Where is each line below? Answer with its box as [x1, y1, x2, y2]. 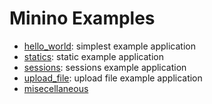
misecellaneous [23, 82, 89, 94]
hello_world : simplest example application [23, 40, 197, 52]
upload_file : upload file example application [23, 72, 203, 84]
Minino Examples [9, 7, 156, 30]
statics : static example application [23, 50, 164, 62]
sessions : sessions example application [23, 61, 187, 73]
